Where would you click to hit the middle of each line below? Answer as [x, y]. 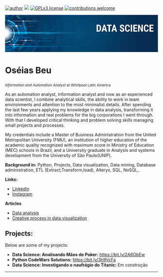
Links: [11, 180]
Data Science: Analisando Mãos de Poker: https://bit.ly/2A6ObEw [78, 255]
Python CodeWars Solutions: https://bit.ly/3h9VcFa [64, 260]
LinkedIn [21, 189]
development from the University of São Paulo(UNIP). [58, 155]
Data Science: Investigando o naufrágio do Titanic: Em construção [80, 265]
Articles [13, 203]
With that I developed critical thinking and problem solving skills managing [79, 120]
